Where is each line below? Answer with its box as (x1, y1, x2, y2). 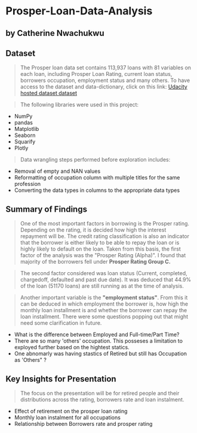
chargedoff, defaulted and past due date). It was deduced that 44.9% (20, 276, 192, 283)
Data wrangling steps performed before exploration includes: (20, 156, 171, 163)
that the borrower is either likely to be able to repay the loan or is (20, 239, 180, 246)
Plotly (14, 145, 29, 152)
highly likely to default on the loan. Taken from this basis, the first (20, 245, 181, 252)
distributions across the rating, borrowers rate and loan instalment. (20, 396, 184, 403)
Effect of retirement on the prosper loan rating (14, 408, 128, 415)
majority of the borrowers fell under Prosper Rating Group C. (20, 258, 171, 266)
